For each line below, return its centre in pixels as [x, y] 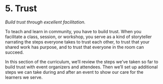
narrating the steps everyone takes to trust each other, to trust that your [77, 42]
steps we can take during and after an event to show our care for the [74, 72]
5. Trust [21, 9]
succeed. [14, 52]
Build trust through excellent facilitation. [45, 22]
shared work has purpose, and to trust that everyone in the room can [75, 47]
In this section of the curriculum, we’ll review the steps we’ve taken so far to [82, 62]
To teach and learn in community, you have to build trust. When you [73, 31]
